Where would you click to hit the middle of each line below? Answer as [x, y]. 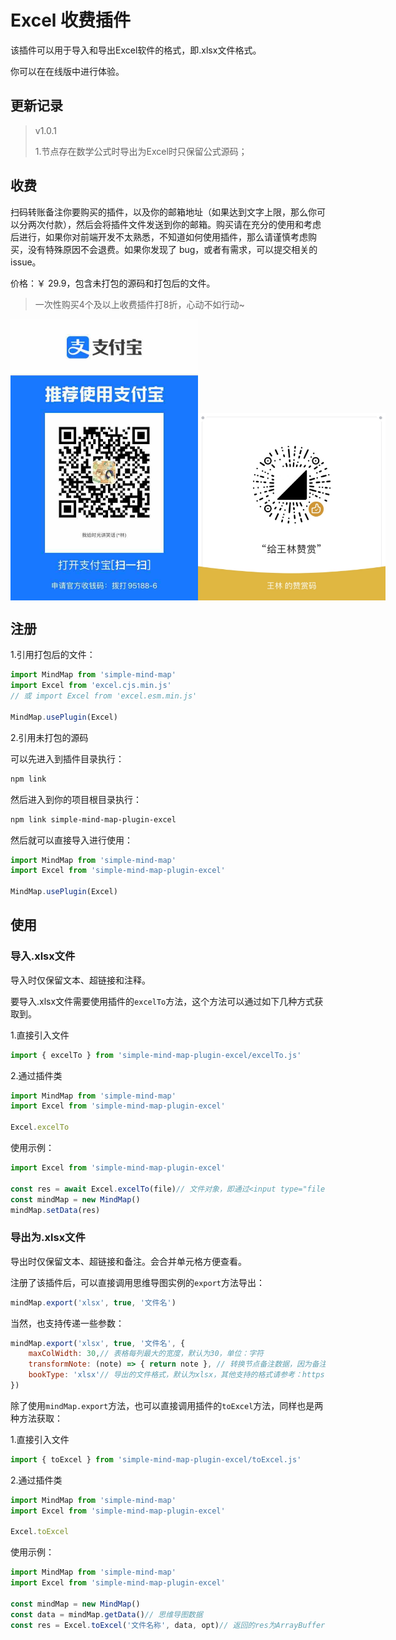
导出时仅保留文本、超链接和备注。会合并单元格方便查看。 [128, 1261]
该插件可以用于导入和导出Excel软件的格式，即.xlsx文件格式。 [136, 50]
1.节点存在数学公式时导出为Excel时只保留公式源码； [141, 151]
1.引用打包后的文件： [53, 655]
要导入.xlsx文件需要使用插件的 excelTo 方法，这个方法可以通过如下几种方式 [162, 1001]
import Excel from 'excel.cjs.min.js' [91, 686]
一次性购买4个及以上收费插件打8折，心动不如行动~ [139, 304]
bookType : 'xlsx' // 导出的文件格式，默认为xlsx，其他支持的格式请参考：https [176, 1375]
